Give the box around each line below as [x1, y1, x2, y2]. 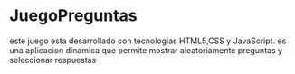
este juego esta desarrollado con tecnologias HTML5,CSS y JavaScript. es [9, 35, 287, 46]
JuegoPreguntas [9, 5, 138, 26]
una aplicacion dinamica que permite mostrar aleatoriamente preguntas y [9, 44, 283, 55]
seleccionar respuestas [9, 54, 97, 65]
